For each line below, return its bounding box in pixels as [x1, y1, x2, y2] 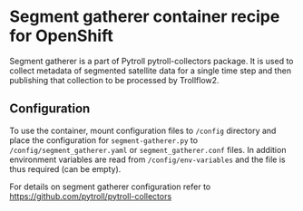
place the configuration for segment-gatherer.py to [9, 134, 198, 146]
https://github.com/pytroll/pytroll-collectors [9, 190, 172, 201]
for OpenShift [9, 25, 113, 46]
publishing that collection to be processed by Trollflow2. [9, 74, 220, 85]
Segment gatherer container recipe [9, 6, 280, 27]
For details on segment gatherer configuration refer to [9, 181, 211, 192]
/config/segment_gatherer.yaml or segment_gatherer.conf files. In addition [9, 144, 287, 155]
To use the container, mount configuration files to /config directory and [9, 125, 277, 136]
